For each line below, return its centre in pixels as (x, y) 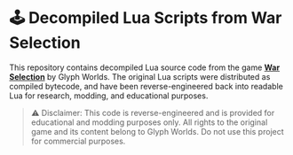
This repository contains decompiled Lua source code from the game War (145, 67)
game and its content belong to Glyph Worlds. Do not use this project (157, 131)
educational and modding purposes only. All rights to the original (149, 122)
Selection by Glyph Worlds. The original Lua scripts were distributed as (140, 76)
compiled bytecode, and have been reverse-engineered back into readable (146, 86)
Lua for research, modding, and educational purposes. (109, 96)
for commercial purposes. (78, 141)
